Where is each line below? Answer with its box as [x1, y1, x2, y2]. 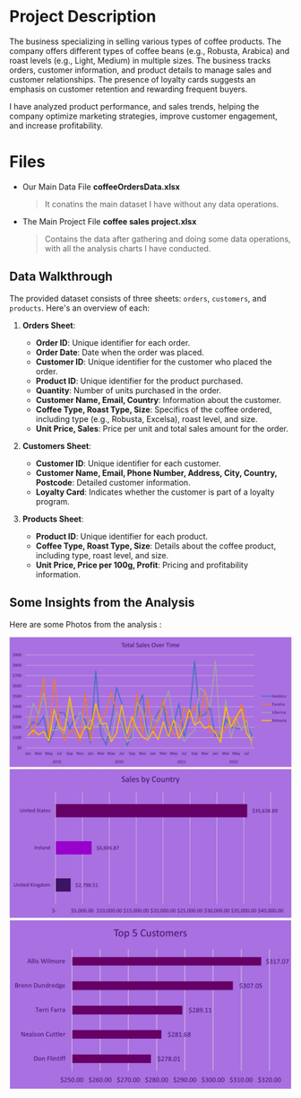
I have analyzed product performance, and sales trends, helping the [9, 101, 260, 111]
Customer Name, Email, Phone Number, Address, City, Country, [35, 467, 278, 478]
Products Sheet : [21, 514, 84, 524]
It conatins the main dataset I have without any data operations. [44, 198, 279, 209]
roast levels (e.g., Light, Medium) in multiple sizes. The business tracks [9, 55, 271, 66]
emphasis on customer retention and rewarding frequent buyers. [9, 83, 248, 94]
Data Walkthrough [9, 269, 114, 285]
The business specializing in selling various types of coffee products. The [9, 36, 282, 47]
